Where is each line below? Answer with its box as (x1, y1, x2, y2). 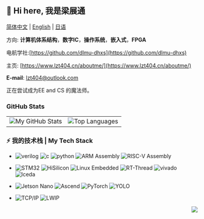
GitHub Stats (6, 102, 45, 111)
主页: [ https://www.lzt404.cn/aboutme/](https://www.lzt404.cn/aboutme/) (6, 61, 192, 69)
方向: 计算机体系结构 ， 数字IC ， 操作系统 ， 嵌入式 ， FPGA (6, 36, 147, 43)
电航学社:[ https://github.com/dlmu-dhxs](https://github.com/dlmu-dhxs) (6, 49, 187, 56)
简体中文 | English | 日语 (6, 23, 66, 30)
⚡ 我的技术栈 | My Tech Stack (6, 136, 93, 145)
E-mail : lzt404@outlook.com (6, 74, 79, 81)
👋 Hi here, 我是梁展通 (6, 5, 86, 16)
